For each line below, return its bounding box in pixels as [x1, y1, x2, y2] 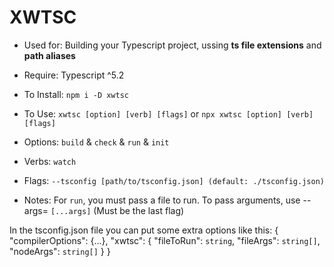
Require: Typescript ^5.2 [23, 69, 125, 81]
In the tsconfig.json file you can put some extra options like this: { [9, 224, 279, 236]
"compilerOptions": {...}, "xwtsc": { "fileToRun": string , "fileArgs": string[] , [9, 234, 321, 246]
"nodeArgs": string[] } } [9, 245, 111, 257]
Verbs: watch [23, 155, 77, 167]
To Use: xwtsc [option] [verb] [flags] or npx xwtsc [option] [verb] [23, 107, 314, 120]
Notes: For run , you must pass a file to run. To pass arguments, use [23, 194, 301, 206]
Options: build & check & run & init [23, 136, 170, 148]
